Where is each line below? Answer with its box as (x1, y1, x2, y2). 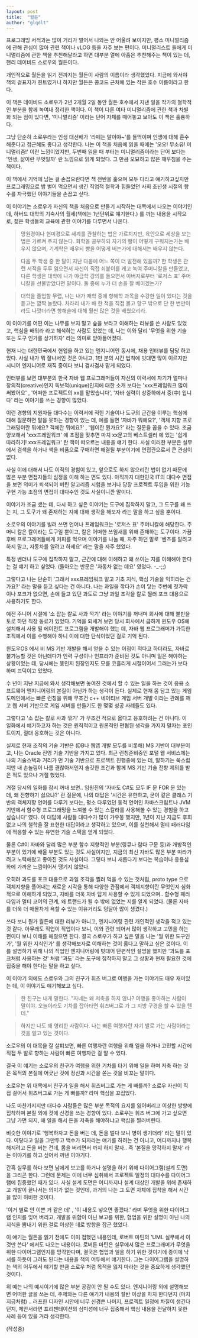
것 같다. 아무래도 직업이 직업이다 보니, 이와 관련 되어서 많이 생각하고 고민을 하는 (6, 925, 189, 932)
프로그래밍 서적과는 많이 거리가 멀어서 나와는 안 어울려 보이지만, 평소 (6, 37, 164, 44)
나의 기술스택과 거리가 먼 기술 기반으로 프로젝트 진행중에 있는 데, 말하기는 (6, 757, 175, 764)
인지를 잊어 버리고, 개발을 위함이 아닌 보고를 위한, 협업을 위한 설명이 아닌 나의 (12, 1214, 190, 1221)
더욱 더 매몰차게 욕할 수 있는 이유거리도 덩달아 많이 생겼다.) (12, 906, 148, 913)
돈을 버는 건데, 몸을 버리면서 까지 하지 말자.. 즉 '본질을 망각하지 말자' (26, 1144, 184, 1151)
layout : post (6, 8, 38, 15)
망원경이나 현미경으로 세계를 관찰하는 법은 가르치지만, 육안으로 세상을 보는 (20, 230, 191, 237)
